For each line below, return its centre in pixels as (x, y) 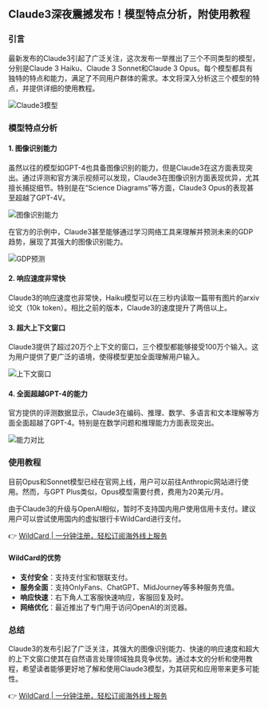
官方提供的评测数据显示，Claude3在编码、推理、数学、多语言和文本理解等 (130, 413)
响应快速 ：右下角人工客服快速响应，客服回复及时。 (104, 597)
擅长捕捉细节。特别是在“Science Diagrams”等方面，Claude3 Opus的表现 (128, 187)
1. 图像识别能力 (33, 148)
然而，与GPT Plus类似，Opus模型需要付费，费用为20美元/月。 (125, 491)
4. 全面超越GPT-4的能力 (48, 394)
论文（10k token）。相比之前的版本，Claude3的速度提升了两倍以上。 (120, 308)
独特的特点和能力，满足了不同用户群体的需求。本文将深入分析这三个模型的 (130, 78)
